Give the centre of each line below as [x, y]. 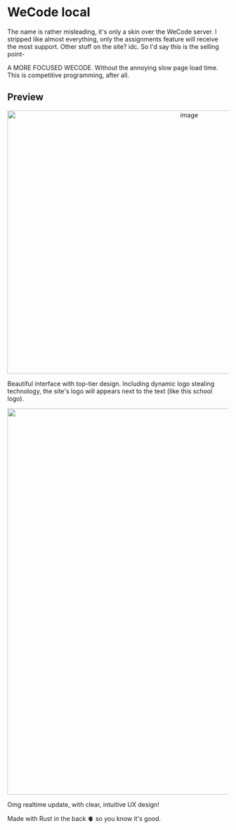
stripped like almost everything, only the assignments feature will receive [113, 39]
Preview [26, 97]
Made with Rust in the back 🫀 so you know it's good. [84, 818]
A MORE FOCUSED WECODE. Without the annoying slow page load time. [113, 67]
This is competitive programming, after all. [68, 75]
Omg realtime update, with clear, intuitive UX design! [83, 804]
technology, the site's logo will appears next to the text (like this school [110, 391]
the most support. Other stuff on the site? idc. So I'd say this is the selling [113, 46]
